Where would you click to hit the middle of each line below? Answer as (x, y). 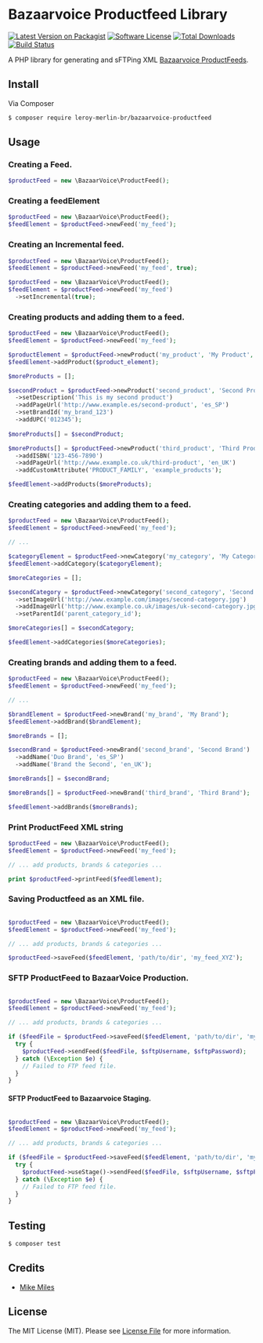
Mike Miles (37, 1287)
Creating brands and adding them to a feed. (93, 662)
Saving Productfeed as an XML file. (76, 899)
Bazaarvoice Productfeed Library (118, 15)
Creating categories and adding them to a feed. (100, 504)
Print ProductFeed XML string (66, 827)
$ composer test (34, 1244)
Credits (27, 1268)
